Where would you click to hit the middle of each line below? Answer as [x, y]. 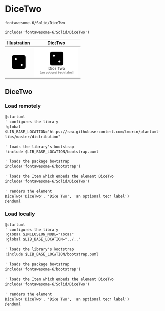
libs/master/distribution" [33, 137]
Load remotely [23, 106]
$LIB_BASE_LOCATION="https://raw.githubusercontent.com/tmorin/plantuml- [83, 132]
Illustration [19, 43]
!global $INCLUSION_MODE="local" [40, 234]
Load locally [20, 214]
